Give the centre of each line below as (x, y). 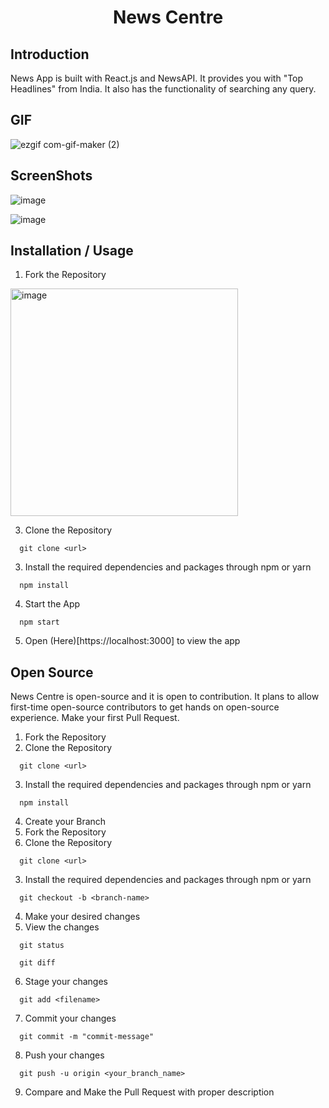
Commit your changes (70, 1018)
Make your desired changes (82, 917)
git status (42, 946)
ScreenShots (51, 176)
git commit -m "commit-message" (87, 1037)
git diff (37, 963)
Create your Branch (65, 822)
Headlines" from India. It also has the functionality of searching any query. (163, 89)
